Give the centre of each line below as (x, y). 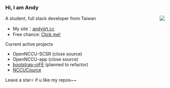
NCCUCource (27, 70)
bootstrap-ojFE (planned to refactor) (50, 65)
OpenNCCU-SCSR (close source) (47, 54)
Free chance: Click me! (36, 35)
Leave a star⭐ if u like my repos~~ (41, 80)
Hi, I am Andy (22, 8)
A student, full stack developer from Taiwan (51, 19)
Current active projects (29, 44)
